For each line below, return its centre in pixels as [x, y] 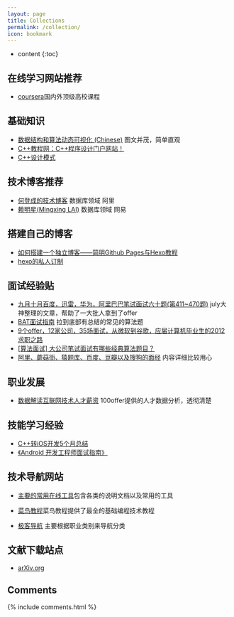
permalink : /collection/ [44, 27]
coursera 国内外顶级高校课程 [59, 97]
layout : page [27, 14]
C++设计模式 [37, 157]
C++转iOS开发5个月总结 [53, 443]
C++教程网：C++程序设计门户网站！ [71, 148]
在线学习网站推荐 [45, 78]
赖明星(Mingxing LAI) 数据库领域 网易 [72, 209]
